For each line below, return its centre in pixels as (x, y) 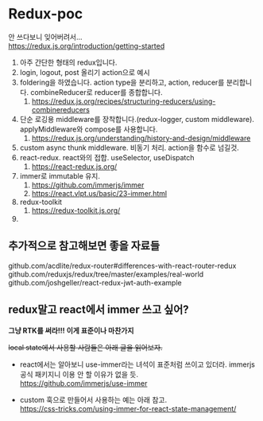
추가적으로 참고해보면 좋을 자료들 (84, 246)
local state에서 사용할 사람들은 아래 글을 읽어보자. (85, 347)
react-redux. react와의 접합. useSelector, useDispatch (107, 157)
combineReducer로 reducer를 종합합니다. (97, 92)
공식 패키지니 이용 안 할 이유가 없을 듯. (79, 374)
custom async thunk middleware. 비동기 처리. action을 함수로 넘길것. (130, 148)
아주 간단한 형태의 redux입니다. (68, 62)
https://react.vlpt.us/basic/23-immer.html (99, 193)
